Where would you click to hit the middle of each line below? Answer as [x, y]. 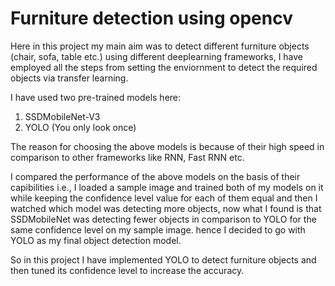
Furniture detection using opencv [151, 18]
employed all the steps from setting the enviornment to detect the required [164, 67]
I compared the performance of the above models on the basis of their [155, 176]
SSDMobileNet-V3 [62, 116]
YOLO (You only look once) [80, 127]
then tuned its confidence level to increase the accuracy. [127, 270]
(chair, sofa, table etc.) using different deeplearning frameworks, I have [157, 56]
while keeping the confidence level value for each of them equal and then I [164, 198]
